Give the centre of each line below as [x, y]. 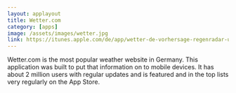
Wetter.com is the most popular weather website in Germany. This [103, 59]
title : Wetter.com [34, 20]
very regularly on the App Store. [54, 82]
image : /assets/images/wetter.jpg [58, 33]
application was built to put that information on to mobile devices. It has [111, 67]
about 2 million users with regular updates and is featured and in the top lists [118, 75]
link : [15, 40]
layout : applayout [34, 14]
